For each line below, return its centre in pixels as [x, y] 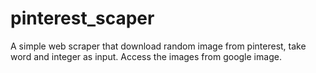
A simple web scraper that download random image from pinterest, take [158, 46]
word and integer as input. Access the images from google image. [146, 56]
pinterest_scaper [82, 18]
